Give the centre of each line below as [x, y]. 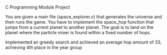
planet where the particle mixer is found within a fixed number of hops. [78, 32]
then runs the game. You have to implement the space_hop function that [79, 22]
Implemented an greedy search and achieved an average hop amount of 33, [83, 42]
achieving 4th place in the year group [44, 47]
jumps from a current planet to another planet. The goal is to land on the [79, 27]
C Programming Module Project [37, 7]
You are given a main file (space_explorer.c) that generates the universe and [84, 17]
